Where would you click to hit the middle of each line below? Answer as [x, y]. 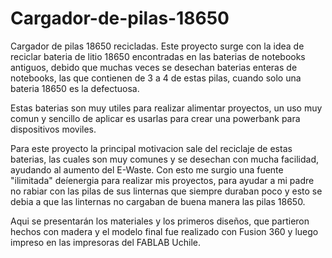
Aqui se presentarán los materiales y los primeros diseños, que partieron [160, 221]
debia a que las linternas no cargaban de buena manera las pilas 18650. [158, 201]
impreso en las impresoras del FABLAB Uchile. [105, 242]
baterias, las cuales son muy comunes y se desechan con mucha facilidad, [165, 159]
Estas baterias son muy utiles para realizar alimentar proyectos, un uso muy [166, 108]
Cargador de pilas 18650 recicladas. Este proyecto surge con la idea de [157, 46]
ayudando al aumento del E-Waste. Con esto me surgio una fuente [147, 169]
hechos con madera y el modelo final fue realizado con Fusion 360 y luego [164, 231]
